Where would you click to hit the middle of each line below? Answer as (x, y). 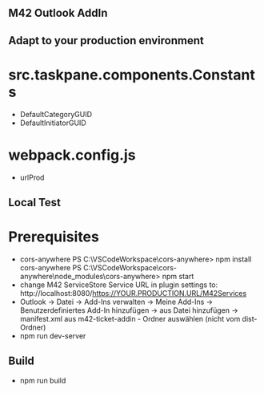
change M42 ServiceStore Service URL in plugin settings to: (119, 285)
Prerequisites (54, 237)
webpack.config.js (72, 155)
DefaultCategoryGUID (56, 114)
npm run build (43, 380)
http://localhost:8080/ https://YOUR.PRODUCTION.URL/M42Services (133, 293)
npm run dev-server (53, 335)
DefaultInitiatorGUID (53, 123)
